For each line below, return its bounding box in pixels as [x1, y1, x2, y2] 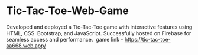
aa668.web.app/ [6, 42, 46, 49]
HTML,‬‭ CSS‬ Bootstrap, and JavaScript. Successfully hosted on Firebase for [6, 29, 191, 36]
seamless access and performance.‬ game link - [6, 36, 124, 43]
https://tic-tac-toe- [124, 36, 171, 43]
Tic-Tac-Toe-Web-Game [6, 4, 129, 18]
